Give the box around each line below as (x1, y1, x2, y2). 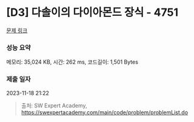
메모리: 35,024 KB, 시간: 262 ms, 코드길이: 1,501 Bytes (6, 58, 138, 66)
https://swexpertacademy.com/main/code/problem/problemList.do (21, 109, 189, 116)
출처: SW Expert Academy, (21, 101, 87, 109)
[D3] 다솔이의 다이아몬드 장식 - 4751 (6, 5, 179, 19)
